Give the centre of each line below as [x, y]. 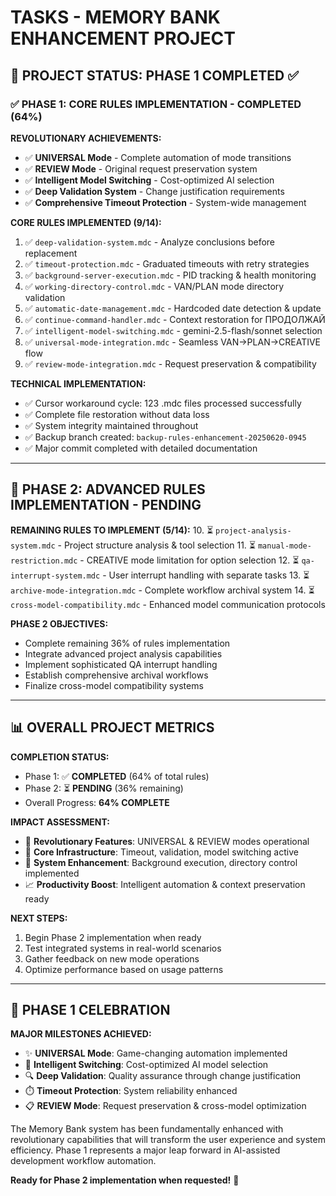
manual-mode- [284, 546]
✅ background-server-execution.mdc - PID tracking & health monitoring [170, 275]
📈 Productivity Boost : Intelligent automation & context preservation [165, 884]
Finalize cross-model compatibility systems [114, 685]
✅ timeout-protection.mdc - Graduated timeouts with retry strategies [167, 263]
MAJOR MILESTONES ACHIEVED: [81, 1034]
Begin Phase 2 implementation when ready [113, 937]
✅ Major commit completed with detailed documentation [141, 448]
